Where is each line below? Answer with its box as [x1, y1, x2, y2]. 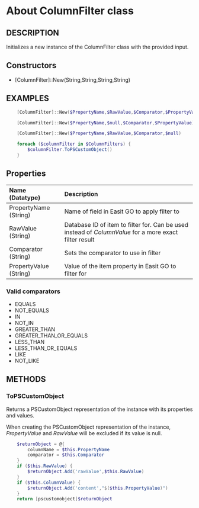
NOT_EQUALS [14, 307, 49, 314]
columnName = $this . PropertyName [27, 446, 110, 452]
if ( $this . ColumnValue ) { [17, 480, 81, 486]
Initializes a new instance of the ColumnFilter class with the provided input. [6, 43, 189, 50]
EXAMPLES [6, 94, 49, 104]
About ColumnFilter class [6, 4, 134, 18]
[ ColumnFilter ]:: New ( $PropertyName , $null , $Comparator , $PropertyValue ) [17, 120, 195, 126]
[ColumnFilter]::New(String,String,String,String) [14, 76, 131, 83]
